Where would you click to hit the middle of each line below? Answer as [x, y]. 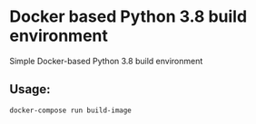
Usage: [30, 89]
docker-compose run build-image [70, 110]
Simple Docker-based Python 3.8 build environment [106, 61]
